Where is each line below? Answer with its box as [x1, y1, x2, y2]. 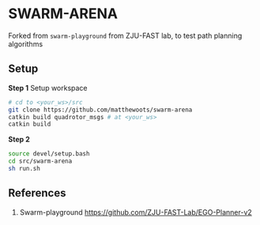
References [8, 186, 66, 200]
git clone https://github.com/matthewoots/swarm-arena [8, 106, 193, 114]
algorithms [8, 39, 43, 48]
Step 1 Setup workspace [8, 83, 89, 92]
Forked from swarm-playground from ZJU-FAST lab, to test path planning [8, 31, 243, 40]
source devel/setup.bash [8, 150, 90, 158]
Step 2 [8, 135, 30, 144]
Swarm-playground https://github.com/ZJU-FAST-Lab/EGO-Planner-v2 [19, 207, 253, 217]
